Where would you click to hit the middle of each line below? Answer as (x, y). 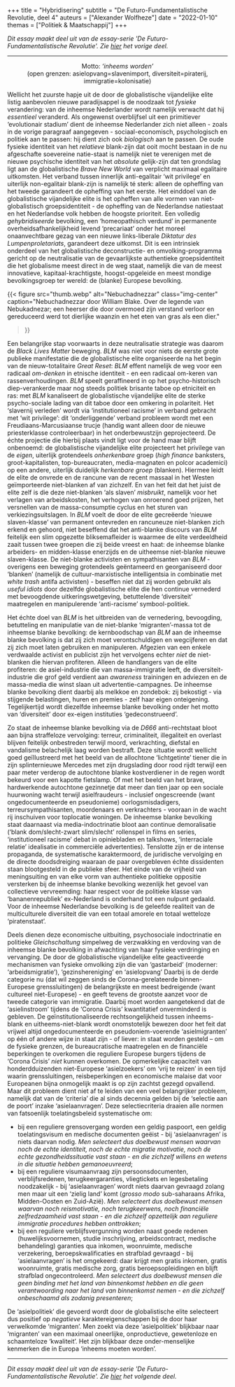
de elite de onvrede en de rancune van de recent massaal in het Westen (111, 478)
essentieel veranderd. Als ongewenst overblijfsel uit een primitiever (104, 117)
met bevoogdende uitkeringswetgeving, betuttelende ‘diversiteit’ (100, 597)
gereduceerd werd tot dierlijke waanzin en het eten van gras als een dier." (114, 316)
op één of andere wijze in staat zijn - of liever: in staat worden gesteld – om (115, 1039)
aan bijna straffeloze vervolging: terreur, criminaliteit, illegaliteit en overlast (114, 735)
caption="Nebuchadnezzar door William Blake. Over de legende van (106, 301)
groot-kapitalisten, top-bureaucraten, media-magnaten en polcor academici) (117, 462)
